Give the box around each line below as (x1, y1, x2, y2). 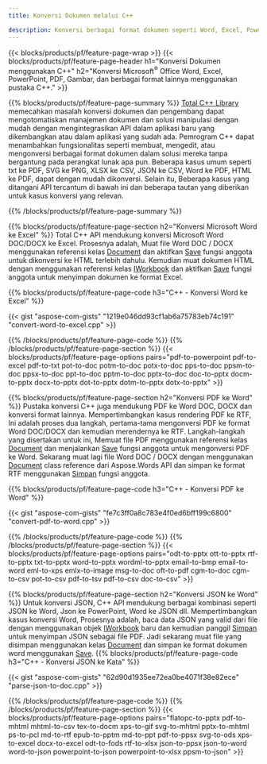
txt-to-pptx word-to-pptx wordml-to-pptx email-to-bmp (34, 558, 217, 567)
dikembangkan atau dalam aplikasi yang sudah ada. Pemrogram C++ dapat (8, 132, 254, 141)
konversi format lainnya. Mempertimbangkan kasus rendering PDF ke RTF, (8, 410, 252, 419)
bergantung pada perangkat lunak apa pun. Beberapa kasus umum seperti (8, 157, 252, 167)
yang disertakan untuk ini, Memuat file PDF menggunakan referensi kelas (8, 435, 248, 445)
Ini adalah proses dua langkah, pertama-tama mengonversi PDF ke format (8, 419, 250, 428)
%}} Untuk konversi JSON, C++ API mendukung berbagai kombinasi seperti (8, 598, 257, 608)
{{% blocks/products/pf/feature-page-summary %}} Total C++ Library (8, 98, 239, 108)
